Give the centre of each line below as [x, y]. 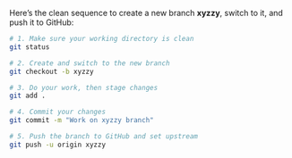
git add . [28, 96]
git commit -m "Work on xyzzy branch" [82, 121]
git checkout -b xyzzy [52, 71]
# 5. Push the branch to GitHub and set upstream [104, 137]
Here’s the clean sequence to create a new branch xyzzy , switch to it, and [146, 13]
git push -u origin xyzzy [57, 145]
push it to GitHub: [42, 22]
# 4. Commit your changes [57, 112]
